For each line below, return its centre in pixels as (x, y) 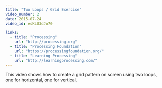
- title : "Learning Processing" (44, 56)
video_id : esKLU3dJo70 (29, 24)
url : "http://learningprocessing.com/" (56, 60)
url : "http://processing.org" (46, 42)
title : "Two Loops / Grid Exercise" (43, 10)
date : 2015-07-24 (23, 19)
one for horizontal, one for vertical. (41, 80)
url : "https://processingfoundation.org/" (59, 51)
